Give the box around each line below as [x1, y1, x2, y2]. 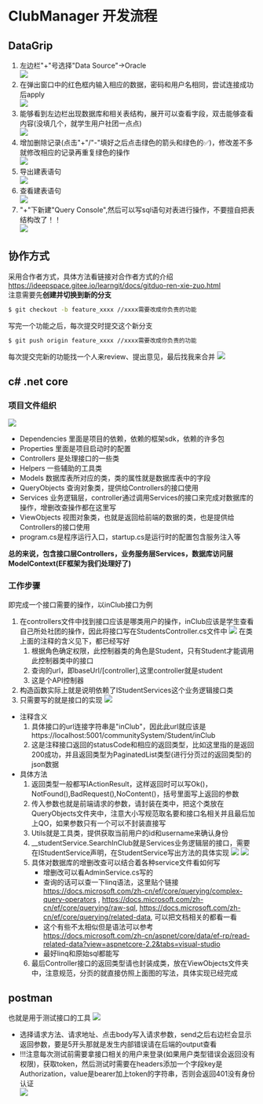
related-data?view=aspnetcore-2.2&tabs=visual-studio [42, 939, 221, 948]
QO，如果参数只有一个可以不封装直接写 [38, 818, 166, 827]
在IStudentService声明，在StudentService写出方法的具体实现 [31, 848, 230, 857]
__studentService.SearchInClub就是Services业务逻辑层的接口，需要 [31, 838, 250, 847]
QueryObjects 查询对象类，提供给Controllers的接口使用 [19, 483, 199, 493]
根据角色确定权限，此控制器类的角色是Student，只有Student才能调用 [31, 646, 254, 655]
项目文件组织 [8, 400, 57, 411]
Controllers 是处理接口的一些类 [19, 453, 120, 464]
